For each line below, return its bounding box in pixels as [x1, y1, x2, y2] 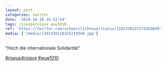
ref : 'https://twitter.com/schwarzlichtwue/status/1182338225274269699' [5, 26, 162, 31]
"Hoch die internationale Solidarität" [5, 45, 80, 51]
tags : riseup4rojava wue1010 [5, 21, 67, 27]
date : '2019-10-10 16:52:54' [5, 17, 67, 22]
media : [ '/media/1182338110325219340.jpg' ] [5, 31, 99, 36]
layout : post [5, 7, 33, 13]
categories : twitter [5, 12, 49, 17]
